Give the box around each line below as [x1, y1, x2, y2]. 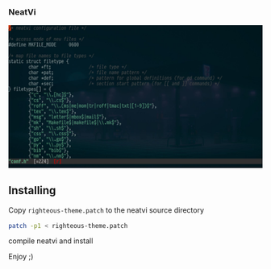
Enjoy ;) [8, 252, 34, 262]
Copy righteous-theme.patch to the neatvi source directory [8, 205, 204, 215]
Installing [8, 184, 56, 197]
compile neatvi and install [8, 236, 94, 246]
